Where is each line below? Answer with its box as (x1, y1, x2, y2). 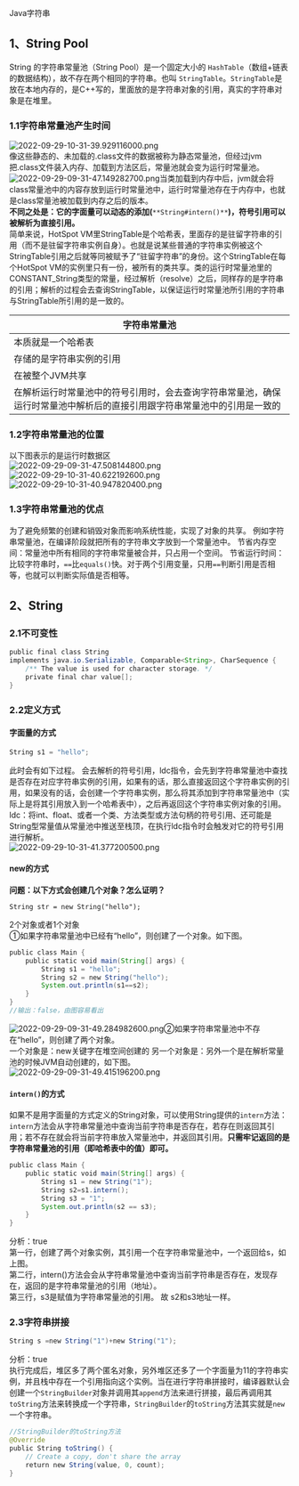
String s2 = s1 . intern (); (41, 1185, 129, 1195)
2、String (9, 598, 64, 613)
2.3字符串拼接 (9, 1316, 69, 1328)
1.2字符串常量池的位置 (9, 428, 105, 441)
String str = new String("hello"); (9, 902, 141, 911)
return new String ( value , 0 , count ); (25, 1460, 166, 1469)
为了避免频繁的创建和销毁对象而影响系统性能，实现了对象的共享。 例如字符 (9, 524, 285, 536)
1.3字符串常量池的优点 (9, 503, 104, 516)
